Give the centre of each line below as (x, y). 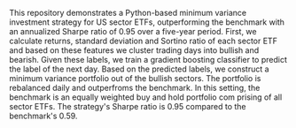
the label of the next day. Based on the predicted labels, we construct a (139, 69)
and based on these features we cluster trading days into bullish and (134, 50)
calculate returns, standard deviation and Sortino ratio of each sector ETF (143, 41)
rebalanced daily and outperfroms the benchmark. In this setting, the (135, 88)
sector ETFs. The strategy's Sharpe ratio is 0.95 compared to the (128, 106)
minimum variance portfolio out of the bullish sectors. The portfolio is (135, 78)
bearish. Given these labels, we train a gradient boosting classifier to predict (148, 60)
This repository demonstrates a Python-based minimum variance (128, 13)
